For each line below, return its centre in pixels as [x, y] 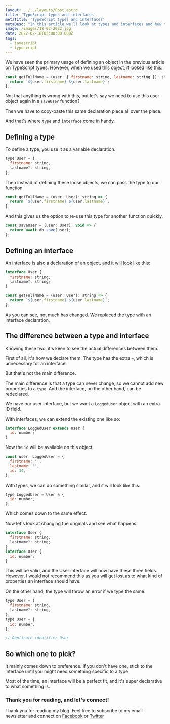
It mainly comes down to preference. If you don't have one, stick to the [79, 666]
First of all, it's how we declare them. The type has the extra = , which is [79, 358]
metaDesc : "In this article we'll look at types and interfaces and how [83, 24]
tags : [11, 39]
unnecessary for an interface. [36, 363]
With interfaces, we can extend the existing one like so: [63, 419]
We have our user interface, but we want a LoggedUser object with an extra [83, 403]
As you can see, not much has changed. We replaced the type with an [78, 315]
